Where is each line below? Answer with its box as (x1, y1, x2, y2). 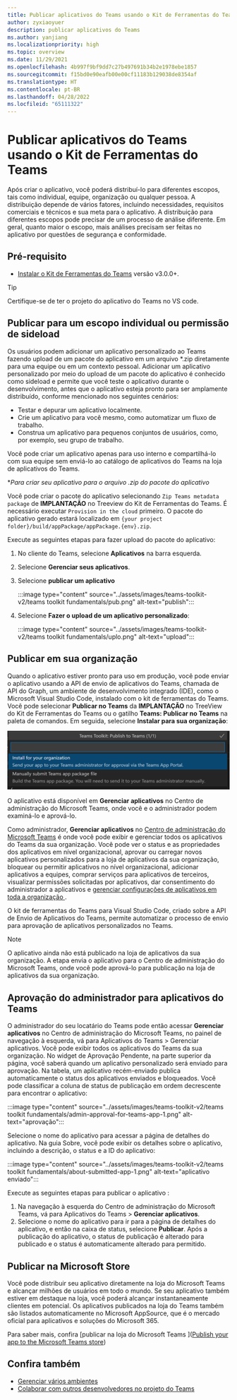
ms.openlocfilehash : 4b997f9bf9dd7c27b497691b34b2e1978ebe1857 (7, 64, 197, 71)
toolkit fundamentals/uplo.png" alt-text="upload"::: (47, 632, 195, 641)
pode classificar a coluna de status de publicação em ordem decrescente (7, 1082, 221, 1090)
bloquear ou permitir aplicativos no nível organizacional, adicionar (7, 863, 199, 871)
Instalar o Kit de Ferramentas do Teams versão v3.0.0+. (17, 269, 180, 278)
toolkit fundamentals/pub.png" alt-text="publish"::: (47, 597, 195, 606)
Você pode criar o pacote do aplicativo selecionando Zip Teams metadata (7, 491, 219, 500)
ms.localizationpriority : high (7, 41, 99, 49)
